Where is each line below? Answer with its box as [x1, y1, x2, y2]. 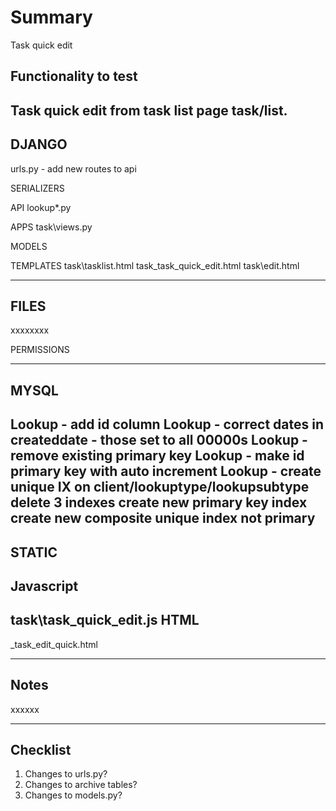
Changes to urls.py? [24, 768, 108, 780]
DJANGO [10, 136, 68, 153]
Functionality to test [10, 68, 138, 85]
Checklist [10, 741, 72, 758]
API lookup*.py [10, 201, 72, 213]
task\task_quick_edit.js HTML [10, 612, 200, 629]
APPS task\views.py [10, 221, 93, 233]
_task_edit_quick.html [10, 638, 98, 650]
